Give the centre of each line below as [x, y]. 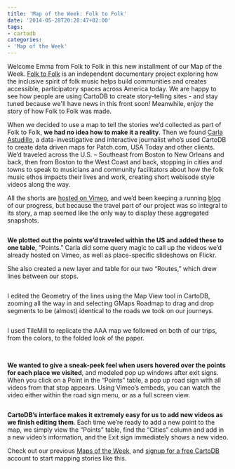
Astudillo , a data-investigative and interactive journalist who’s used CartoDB [117, 140]
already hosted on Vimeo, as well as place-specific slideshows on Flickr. [112, 255]
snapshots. [23, 220]
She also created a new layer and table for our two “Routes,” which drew [112, 269]
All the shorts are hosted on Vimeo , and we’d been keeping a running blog [114, 198]
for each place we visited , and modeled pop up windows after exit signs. [113, 372]
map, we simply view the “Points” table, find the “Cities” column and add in [116, 430]
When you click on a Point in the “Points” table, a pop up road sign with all [114, 380]
